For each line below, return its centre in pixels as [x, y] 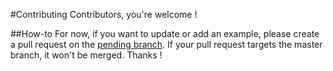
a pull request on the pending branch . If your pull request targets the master [166, 44]
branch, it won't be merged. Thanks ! [86, 55]
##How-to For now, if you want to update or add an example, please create [165, 33]
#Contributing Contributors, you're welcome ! [104, 14]
